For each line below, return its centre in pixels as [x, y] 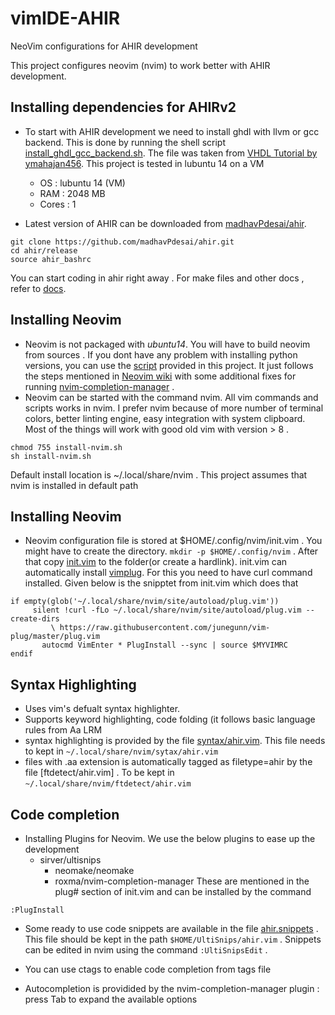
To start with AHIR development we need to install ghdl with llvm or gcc [172, 131]
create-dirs [35, 619]
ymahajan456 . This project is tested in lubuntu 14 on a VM [144, 163]
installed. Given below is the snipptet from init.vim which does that [161, 583]
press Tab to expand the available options [111, 999]
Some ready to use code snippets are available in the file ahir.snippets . [171, 928]
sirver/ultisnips [70, 860]
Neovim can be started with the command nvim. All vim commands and [171, 397]
